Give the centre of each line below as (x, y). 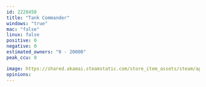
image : (15, 69)
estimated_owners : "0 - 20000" (46, 52)
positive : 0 (21, 40)
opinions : (19, 74)
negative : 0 (21, 47)
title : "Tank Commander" (38, 18)
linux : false (23, 35)
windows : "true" (27, 23)
